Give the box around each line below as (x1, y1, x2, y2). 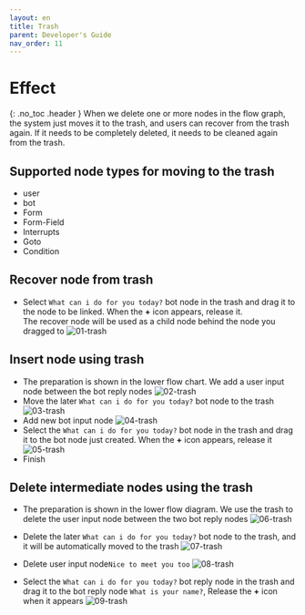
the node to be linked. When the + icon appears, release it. (22, 306, 243, 317)
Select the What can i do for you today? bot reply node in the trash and (22, 576, 295, 588)
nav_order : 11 (9, 38, 64, 48)
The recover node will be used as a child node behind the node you (22, 315, 276, 326)
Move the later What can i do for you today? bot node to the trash (22, 395, 275, 406)
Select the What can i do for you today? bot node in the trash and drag (22, 425, 293, 436)
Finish (22, 453, 46, 465)
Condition (22, 246, 60, 256)
